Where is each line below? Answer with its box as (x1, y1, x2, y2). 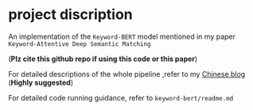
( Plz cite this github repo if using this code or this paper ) (8, 54, 198, 63)
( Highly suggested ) (8, 78, 74, 87)
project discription (8, 6, 133, 24)
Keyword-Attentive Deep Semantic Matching (8, 40, 151, 48)
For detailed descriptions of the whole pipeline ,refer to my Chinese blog (8, 69, 246, 78)
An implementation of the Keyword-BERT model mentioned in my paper (8, 32, 236, 41)
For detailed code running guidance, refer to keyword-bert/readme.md (8, 93, 234, 102)
